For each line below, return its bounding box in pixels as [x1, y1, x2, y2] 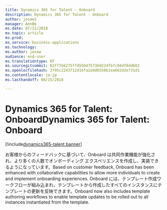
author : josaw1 [5, 17, 37, 22]
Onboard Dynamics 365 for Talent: [5, 114, 150, 125]
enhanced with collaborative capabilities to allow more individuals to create [5, 169, 160, 175]
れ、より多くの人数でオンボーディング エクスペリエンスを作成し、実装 [5, 157, 150, 163]
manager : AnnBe [5, 21, 37, 27]
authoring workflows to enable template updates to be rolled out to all [5, 193, 148, 199]
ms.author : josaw [5, 49, 41, 54]
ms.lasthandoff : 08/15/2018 [5, 77, 64, 82]
